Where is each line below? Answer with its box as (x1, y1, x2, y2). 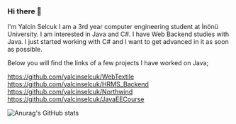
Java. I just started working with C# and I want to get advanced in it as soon (7, 38, 229, 46)
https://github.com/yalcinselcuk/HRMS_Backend (7, 80, 149, 89)
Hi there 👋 (7, 6, 43, 16)
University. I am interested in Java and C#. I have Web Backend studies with (7, 30, 230, 38)
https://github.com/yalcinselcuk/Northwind (7, 88, 133, 96)
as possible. (7, 45, 43, 54)
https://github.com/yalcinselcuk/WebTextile (7, 72, 135, 81)
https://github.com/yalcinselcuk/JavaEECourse (7, 95, 145, 103)
